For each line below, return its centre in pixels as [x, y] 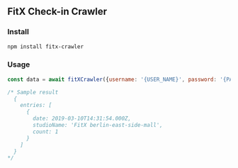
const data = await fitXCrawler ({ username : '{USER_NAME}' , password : [112, 79]
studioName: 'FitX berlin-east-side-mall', [98, 125]
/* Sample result [33, 92]
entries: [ [36, 106]
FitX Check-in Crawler [57, 12]
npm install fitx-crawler [45, 46]
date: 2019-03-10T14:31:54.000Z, [82, 119]
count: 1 [46, 131]
